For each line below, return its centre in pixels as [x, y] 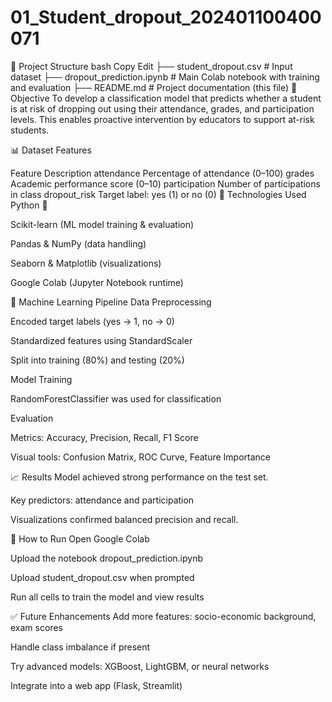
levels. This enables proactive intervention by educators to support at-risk [162, 119]
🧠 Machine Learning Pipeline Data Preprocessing [111, 302]
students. [30, 130]
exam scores [36, 627]
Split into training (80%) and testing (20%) [97, 360]
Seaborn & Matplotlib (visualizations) [86, 263]
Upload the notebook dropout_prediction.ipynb [106, 558]
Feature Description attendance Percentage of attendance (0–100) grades [162, 173]
